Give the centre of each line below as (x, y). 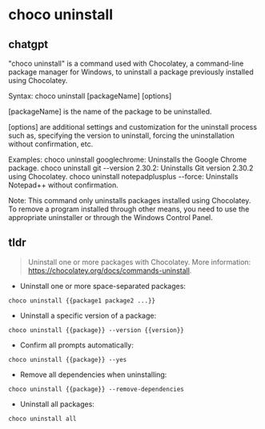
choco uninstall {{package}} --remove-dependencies (96, 389)
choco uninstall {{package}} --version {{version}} (96, 330)
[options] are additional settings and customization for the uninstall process (133, 127)
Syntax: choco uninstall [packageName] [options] (90, 96)
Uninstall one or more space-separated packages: (103, 286)
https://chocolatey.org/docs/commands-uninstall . (110, 271)
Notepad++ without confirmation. (63, 185)
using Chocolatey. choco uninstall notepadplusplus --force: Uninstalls (123, 176)
